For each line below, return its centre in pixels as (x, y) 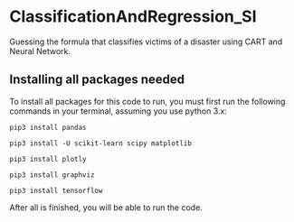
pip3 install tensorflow (56, 190)
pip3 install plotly (48, 159)
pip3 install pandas (48, 127)
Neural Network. (40, 51)
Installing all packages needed (97, 80)
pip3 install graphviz (52, 175)
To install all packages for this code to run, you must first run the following (147, 101)
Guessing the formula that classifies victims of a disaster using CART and (146, 42)
